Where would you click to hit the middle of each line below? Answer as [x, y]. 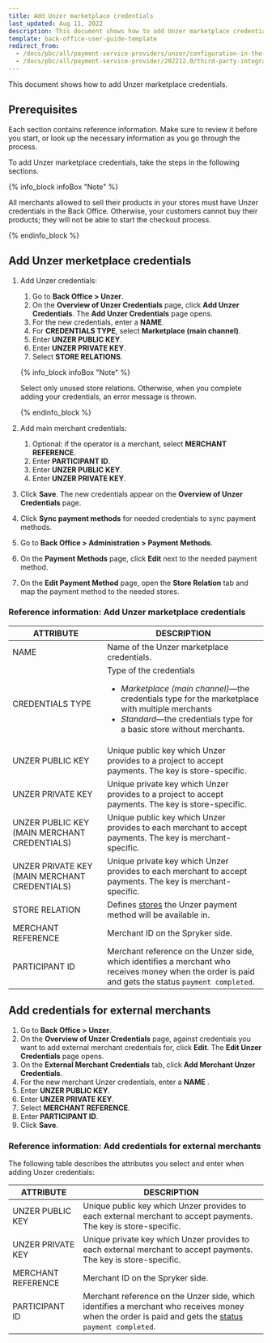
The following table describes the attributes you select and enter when [126, 1163]
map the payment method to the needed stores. [100, 591]
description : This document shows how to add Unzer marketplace [119, 31]
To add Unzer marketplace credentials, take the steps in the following [124, 162]
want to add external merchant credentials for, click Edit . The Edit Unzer [140, 1047]
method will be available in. [159, 915]
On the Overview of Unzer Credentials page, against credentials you [135, 1039]
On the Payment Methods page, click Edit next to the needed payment [138, 558]
